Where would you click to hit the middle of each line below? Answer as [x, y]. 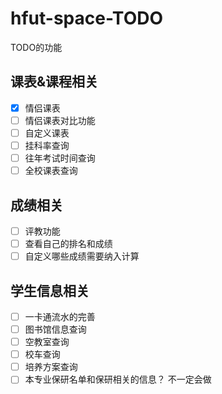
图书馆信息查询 [55, 329]
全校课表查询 [51, 171]
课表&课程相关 [54, 82]
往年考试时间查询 [60, 158]
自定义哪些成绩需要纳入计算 [82, 256]
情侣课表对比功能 [60, 120]
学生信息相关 [50, 290]
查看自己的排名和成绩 [68, 243]
